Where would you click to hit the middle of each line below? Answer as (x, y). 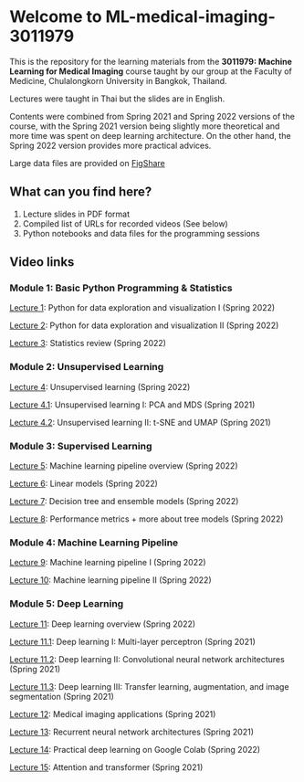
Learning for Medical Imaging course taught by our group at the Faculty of (151, 71)
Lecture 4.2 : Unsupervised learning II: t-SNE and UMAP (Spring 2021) (140, 422)
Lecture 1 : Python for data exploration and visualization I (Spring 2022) (142, 308)
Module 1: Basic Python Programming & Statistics (121, 288)
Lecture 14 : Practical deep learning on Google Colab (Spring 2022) (135, 749)
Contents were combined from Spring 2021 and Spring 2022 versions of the (152, 116)
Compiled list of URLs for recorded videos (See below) (125, 223)
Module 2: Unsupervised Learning (87, 367)
